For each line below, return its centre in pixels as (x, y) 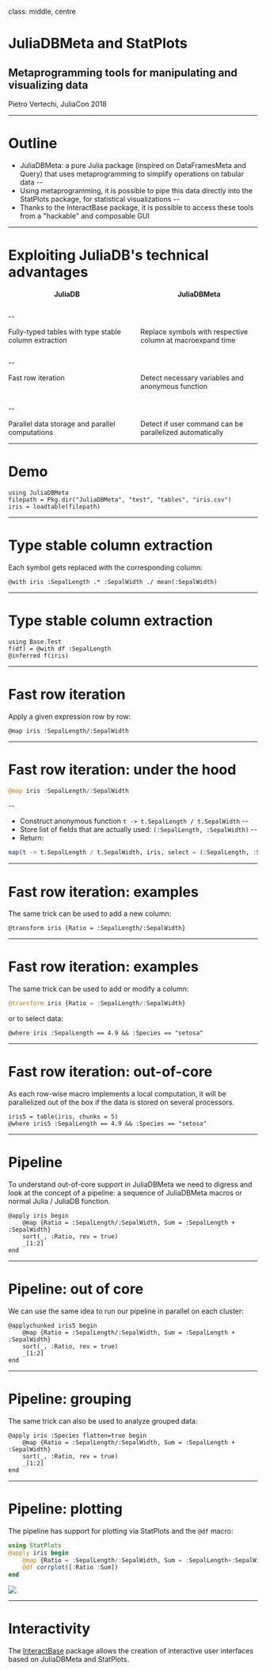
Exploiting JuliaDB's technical (108, 255)
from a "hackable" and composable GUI (85, 215)
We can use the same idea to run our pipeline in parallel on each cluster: (126, 1311)
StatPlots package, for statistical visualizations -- (100, 199)
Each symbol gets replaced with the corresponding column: (106, 567)
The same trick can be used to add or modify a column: (99, 989)
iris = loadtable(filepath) (55, 506)
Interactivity (49, 1629)
